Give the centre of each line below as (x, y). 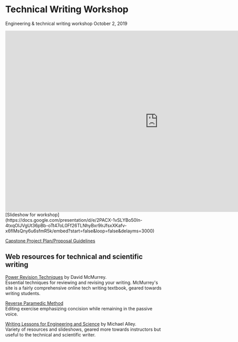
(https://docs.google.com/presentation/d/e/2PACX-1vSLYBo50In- (74, 220)
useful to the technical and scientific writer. (50, 334)
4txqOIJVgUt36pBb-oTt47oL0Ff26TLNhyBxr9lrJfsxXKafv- (66, 225)
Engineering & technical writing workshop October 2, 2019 (66, 23)
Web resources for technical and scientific (74, 257)
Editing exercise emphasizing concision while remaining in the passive (79, 308)
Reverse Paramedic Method (34, 303)
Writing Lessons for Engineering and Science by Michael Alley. (71, 324)
